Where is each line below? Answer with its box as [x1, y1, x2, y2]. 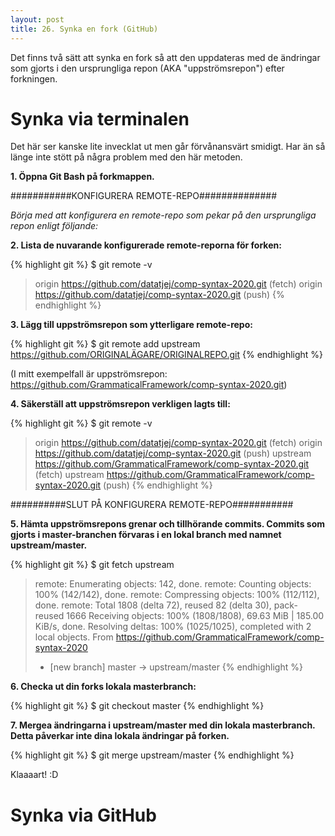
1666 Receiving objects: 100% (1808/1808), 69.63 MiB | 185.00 [66, 610, 325, 622]
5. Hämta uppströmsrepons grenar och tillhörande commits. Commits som [10, 518, 326, 530]
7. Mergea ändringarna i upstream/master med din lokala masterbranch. [10, 719, 316, 731]
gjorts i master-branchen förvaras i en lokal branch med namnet [10, 529, 282, 541]
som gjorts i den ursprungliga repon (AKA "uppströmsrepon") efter [10, 62, 285, 74]
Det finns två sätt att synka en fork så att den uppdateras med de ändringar [10, 51, 321, 63]
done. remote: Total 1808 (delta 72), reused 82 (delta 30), [34, 599, 272, 611]
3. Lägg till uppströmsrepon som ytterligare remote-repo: [10, 319, 253, 331]
